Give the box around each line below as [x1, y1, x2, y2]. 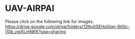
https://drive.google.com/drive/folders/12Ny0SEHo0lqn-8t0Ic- [5, 23, 130, 29]
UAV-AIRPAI [5, 3, 54, 14]
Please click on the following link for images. [5, 19, 94, 24]
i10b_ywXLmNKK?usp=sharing [5, 29, 67, 34]
